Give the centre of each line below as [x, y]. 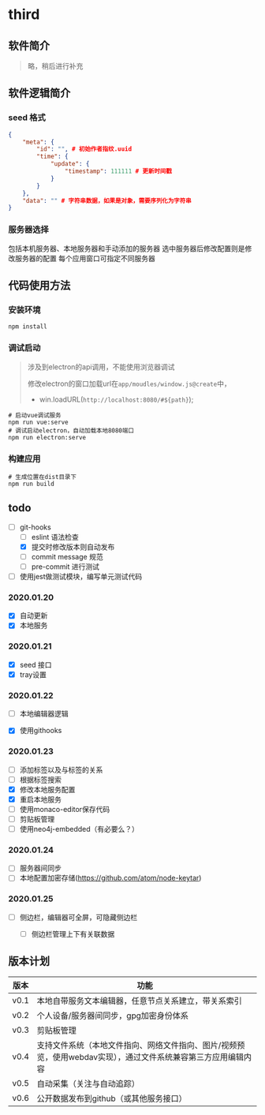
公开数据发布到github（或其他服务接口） [112, 1098]
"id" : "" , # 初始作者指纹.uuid [84, 149]
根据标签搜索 [40, 780]
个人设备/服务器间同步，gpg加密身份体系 [113, 1016]
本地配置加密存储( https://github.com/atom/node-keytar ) [110, 878]
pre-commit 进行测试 [65, 567]
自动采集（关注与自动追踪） [88, 1083]
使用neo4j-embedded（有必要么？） [79, 829]
